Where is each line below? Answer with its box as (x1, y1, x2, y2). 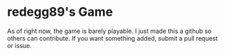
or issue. (7, 41, 32, 49)
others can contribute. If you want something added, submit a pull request (7, 34, 218, 42)
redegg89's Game (7, 4, 113, 20)
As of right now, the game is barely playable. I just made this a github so (7, 27, 212, 35)
